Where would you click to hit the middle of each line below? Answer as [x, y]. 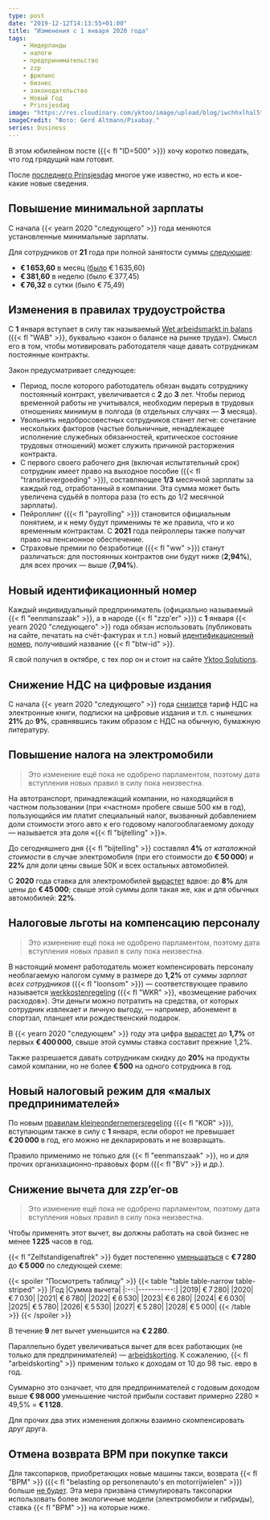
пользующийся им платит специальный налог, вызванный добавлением [133, 815]
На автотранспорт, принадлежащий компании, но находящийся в [121, 798]
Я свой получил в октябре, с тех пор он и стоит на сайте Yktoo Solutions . [133, 660]
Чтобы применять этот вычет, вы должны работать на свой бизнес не [129, 1233]
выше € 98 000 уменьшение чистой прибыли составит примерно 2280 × [134, 1396]
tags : [17, 38]
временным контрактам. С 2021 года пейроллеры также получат [133, 531]
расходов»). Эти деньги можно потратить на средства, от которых [123, 1000]
